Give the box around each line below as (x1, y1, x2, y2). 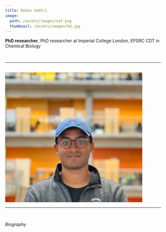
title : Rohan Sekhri (5, 8, 48, 13)
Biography (5, 221, 26, 227)
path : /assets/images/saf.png (9, 18, 72, 23)
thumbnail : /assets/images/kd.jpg (9, 24, 81, 29)
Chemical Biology (5, 43, 41, 49)
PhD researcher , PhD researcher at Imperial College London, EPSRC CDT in (5, 38, 160, 44)
